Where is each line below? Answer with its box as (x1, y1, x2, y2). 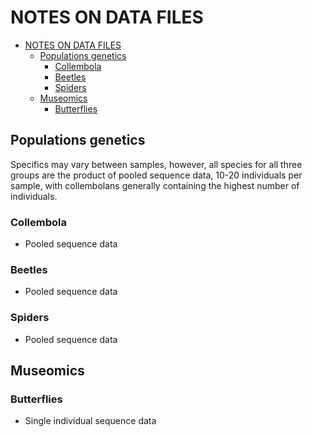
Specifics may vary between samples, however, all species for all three (10, 158, 303, 170)
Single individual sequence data (24, 415, 157, 427)
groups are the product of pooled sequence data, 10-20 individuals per (10, 169, 303, 181)
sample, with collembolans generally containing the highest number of (10, 179, 300, 191)
